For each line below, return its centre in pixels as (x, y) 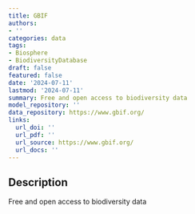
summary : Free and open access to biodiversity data (98, 98)
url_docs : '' (37, 150)
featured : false (35, 75)
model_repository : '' (44, 105)
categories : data (37, 38)
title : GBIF (28, 16)
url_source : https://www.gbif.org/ (75, 142)
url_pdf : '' (36, 135)
